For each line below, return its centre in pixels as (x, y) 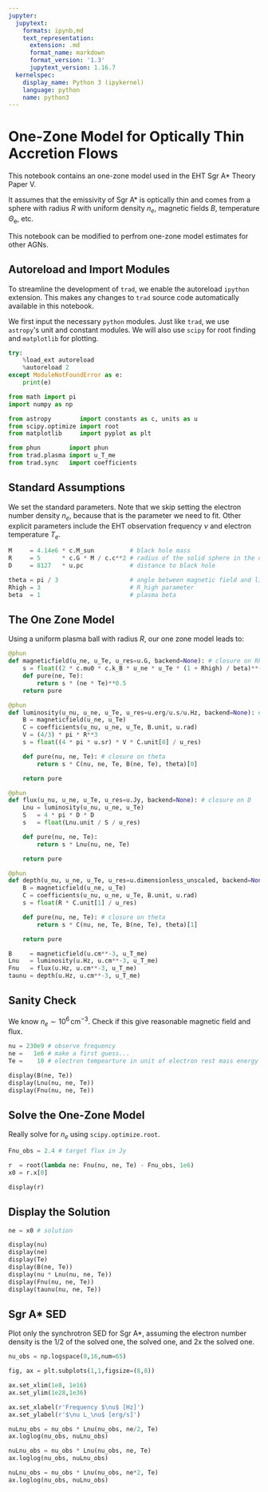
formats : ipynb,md (53, 30)
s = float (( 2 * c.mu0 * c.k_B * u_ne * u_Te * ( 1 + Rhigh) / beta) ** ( (142, 669)
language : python (51, 90)
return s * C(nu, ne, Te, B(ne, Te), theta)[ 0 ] (117, 764)
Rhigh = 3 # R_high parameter (101, 588)
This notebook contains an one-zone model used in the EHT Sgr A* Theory (132, 176)
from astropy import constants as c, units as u (103, 419)
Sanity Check (43, 1001)
